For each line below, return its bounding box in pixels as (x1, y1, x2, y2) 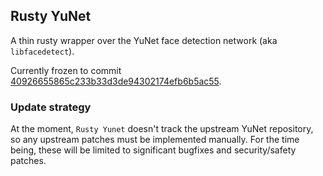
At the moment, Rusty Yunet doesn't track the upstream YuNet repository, (10, 123, 314, 135)
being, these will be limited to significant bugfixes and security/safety (10, 144, 297, 156)
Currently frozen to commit (10, 64, 122, 76)
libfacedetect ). (10, 45, 75, 57)
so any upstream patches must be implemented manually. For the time (10, 134, 300, 146)
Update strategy (10, 100, 92, 114)
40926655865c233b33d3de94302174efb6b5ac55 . (10, 75, 222, 87)
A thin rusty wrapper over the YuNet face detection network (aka (10, 34, 278, 46)
